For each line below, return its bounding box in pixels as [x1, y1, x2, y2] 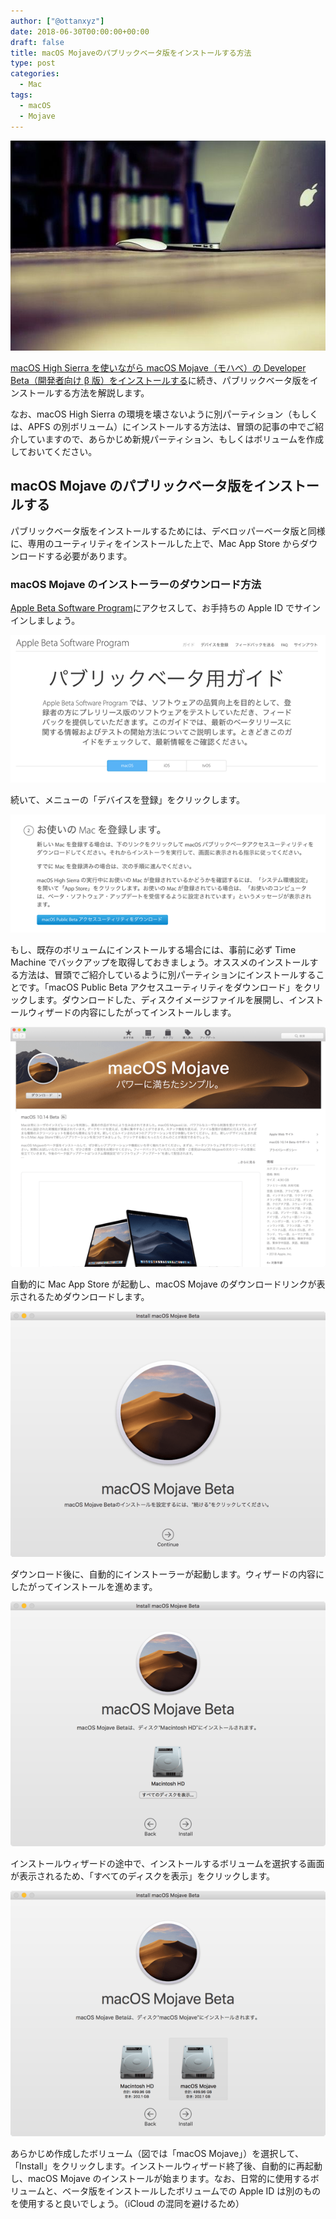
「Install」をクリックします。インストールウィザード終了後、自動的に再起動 [10, 2160, 323, 2172]
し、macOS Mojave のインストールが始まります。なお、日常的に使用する [10, 2173, 311, 2185]
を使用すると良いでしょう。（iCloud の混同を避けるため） [10, 2198, 245, 2210]
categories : [10, 69, 60, 79]
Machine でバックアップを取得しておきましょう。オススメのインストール [10, 956, 310, 968]
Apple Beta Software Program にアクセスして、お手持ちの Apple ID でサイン [10, 602, 321, 614]
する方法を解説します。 [53, 387, 150, 399]
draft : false [10, 37, 65, 47]
